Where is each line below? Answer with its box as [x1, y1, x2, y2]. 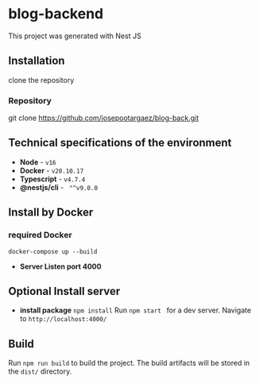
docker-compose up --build [8, 247, 98, 255]
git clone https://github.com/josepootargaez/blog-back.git [8, 113, 199, 123]
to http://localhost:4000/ [19, 314, 107, 324]
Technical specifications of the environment [8, 136, 232, 149]
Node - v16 [19, 157, 57, 167]
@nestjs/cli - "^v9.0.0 [19, 182, 98, 192]
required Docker [8, 230, 73, 241]
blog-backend [8, 5, 104, 23]
